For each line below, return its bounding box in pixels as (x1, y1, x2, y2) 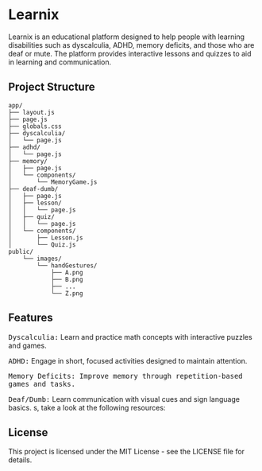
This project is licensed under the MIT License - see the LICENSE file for (8, 447, 245, 457)
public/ (8, 247, 34, 255)
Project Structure (8, 80, 95, 94)
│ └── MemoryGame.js (8, 177, 98, 186)
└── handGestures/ (37, 261, 98, 270)
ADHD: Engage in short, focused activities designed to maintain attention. (8, 356, 248, 365)
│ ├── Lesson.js (8, 233, 83, 242)
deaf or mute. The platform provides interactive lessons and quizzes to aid (8, 49, 252, 58)
